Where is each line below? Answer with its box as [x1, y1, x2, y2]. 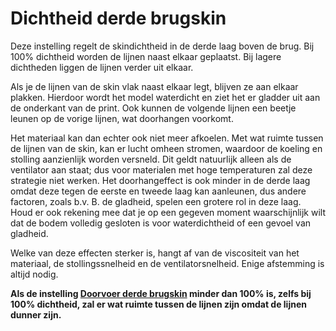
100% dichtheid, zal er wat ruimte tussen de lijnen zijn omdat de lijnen [10, 298, 307, 310]
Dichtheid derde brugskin [10, 7, 227, 30]
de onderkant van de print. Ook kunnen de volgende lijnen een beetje [10, 102, 297, 114]
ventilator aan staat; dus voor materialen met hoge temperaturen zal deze [10, 163, 313, 176]
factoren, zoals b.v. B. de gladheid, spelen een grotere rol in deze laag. [10, 195, 302, 207]
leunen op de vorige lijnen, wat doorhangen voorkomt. [10, 112, 234, 124]
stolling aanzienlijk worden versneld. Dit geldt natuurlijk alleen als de [10, 153, 292, 165]
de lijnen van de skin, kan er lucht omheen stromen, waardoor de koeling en [10, 142, 323, 154]
